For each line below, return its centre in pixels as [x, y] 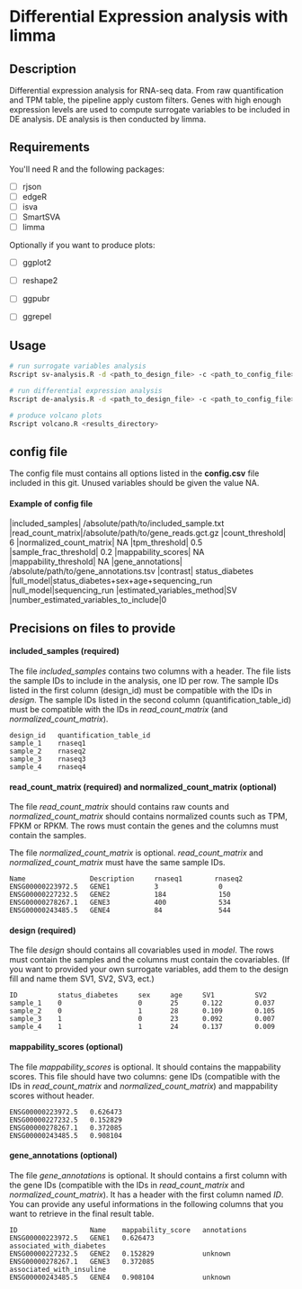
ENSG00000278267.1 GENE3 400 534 [120, 903]
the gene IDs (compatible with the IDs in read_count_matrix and [127, 1185]
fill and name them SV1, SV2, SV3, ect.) [82, 979]
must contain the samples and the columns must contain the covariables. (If [150, 960]
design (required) [43, 930]
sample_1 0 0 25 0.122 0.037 [142, 1003]
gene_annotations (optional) [64, 1155]
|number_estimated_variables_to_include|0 [88, 600]
